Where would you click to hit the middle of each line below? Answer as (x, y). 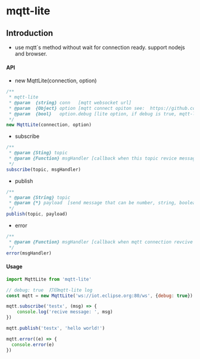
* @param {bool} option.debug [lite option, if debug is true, (93, 114)
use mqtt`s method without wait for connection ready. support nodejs (100, 47)
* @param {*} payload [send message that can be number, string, (93, 203)
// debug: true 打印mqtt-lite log (49, 290)
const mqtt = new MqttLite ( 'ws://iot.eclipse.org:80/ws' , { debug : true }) (100, 296)
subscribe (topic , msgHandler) (44, 169)
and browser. (31, 54)
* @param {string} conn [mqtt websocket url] (70, 103)
